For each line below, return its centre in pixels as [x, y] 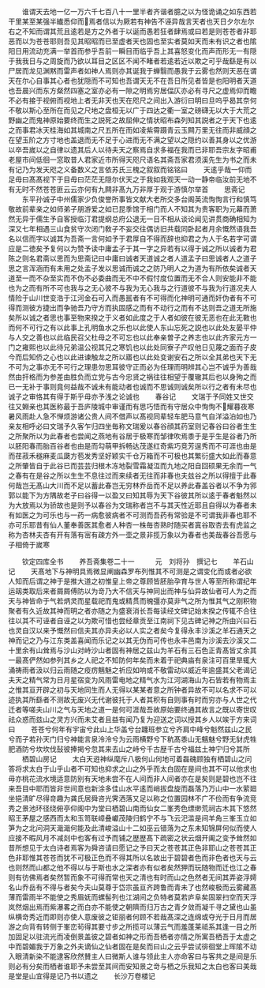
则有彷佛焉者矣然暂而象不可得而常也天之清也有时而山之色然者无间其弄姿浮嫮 [132, 877]
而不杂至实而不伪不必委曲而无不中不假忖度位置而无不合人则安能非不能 [143, 278]
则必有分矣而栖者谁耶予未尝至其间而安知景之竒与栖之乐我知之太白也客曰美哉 [132, 966]
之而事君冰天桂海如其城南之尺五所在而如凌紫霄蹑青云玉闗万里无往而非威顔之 [132, 130]
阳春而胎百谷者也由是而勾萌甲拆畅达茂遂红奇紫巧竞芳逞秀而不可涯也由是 [139, 446]
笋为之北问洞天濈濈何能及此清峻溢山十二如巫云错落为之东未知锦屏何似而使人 [132, 828]
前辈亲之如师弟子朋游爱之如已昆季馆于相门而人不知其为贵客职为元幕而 [136, 209]
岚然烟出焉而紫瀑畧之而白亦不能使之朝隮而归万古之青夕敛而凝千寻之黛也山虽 [132, 907]
